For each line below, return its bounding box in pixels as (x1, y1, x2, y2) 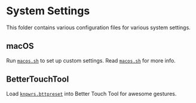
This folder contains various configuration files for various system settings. (6, 24, 191, 31)
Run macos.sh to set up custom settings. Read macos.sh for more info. (6, 57, 176, 64)
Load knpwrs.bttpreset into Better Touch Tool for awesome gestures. (6, 90, 177, 97)
